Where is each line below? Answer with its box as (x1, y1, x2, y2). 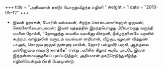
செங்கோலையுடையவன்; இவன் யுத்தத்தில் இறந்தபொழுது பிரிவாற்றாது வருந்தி (12, 25, 154, 31)
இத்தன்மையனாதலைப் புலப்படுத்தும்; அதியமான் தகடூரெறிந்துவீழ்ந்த (12, 53, 137, 58)
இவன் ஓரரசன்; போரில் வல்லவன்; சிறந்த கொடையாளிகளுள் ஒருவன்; (12, 19, 144, 25)
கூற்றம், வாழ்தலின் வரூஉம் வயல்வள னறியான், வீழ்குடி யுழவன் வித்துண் (12, 36, 148, 41)
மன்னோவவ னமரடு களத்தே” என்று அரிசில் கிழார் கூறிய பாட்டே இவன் (12, 47, 146, 53)
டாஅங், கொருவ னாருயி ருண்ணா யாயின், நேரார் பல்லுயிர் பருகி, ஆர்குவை (12, 41, 149, 47)
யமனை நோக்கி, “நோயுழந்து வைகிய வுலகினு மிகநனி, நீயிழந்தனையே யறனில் (12, 31, 154, 36)
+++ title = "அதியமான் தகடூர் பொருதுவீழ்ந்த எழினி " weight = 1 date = (5, 4, 143, 10)
